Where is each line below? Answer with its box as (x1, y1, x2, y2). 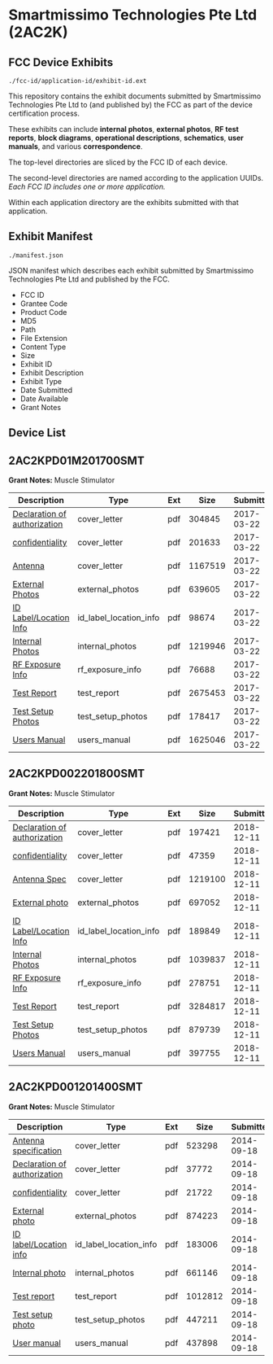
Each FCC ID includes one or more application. (8, 181, 166, 191)
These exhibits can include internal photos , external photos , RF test (8, 125, 240, 133)
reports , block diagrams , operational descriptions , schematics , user (8, 133, 244, 142)
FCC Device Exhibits (8, 55, 114, 69)
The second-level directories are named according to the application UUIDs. (8, 173, 264, 182)
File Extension (19, 333, 67, 343)
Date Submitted (19, 385, 73, 395)
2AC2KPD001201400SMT (8, 1080, 144, 1094)
